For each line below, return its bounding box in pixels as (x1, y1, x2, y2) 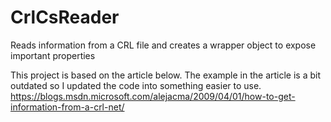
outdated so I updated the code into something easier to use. (10, 79, 262, 91)
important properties (10, 49, 96, 61)
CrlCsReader (10, 6, 120, 29)
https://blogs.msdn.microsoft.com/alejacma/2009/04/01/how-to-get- (10, 90, 296, 102)
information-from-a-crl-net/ (10, 101, 125, 113)
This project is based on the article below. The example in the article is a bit (10, 69, 322, 81)
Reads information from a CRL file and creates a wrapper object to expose (10, 39, 317, 51)
